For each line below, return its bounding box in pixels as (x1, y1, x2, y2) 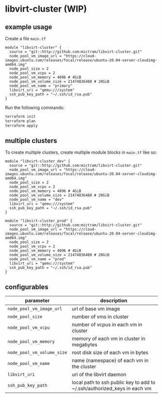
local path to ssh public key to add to (72, 379, 156, 386)
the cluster (72, 363, 97, 370)
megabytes (72, 342, 98, 348)
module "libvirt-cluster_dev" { (5, 159, 70, 164)
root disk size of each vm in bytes (72, 349, 149, 356)
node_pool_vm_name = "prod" (9, 257, 66, 262)
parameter (25, 297, 50, 304)
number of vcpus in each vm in (72, 321, 143, 328)
